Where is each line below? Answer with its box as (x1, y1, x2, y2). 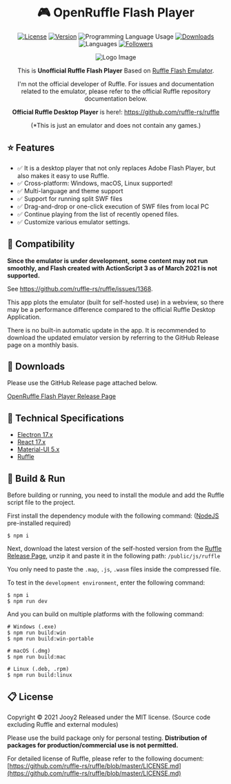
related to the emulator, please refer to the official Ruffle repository (21, 87, 211, 95)
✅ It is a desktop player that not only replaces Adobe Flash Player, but (17, 164, 216, 172)
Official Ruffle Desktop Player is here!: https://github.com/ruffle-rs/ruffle (12, 108, 220, 116)
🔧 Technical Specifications (7, 412, 124, 424)
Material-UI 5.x (17, 445, 60, 453)
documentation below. (84, 94, 148, 103)
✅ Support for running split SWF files (17, 194, 123, 203)
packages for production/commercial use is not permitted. (7, 741, 179, 749)
